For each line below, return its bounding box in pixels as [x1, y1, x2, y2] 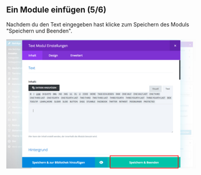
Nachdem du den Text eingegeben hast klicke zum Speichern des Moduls [6, 20, 190, 28]
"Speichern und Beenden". [6, 27, 72, 34]
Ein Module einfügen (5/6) [6, 5, 107, 15]
